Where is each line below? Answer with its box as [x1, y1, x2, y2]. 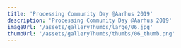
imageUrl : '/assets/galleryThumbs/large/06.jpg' [7, 23, 153, 30]
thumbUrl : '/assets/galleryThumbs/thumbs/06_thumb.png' [7, 30, 175, 37]
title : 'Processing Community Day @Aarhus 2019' [7, 10, 153, 18]
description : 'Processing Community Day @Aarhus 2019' [7, 17, 173, 24]
